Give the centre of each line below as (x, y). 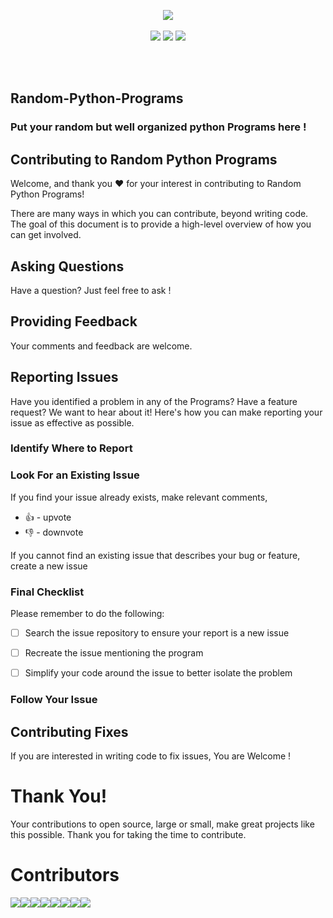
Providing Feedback (74, 321)
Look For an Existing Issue (75, 475)
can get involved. (46, 235)
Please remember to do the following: (87, 614)
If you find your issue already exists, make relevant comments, (139, 497)
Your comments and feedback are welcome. (101, 346)
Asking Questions (67, 266)
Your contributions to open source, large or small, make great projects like (162, 824)
